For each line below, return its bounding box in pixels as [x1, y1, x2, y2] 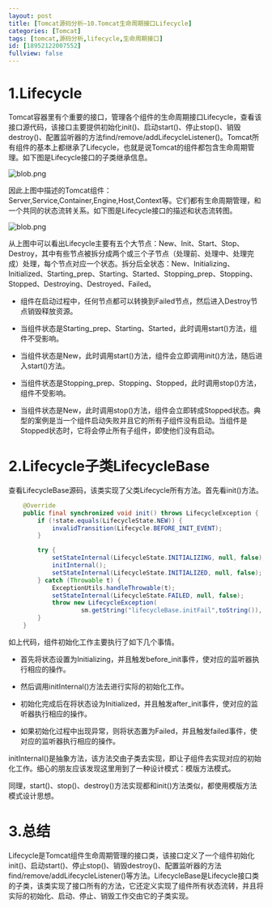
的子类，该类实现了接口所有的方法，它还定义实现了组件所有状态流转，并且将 [8, 880, 264, 890]
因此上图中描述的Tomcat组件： [8, 185, 112, 195]
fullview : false [8, 49, 63, 57]
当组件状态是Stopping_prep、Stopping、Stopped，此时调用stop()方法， [19, 378, 261, 388]
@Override [23, 501, 57, 510]
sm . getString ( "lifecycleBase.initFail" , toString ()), [80, 606, 263, 615]
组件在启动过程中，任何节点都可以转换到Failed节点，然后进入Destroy [19, 296, 251, 306]
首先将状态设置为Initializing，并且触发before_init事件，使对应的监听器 [19, 654, 253, 664]
